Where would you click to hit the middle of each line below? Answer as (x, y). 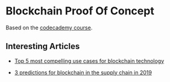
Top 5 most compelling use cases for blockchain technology (89, 60)
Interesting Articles (43, 46)
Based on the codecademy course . (49, 28)
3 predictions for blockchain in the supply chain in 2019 (83, 72)
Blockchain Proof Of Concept (80, 11)
